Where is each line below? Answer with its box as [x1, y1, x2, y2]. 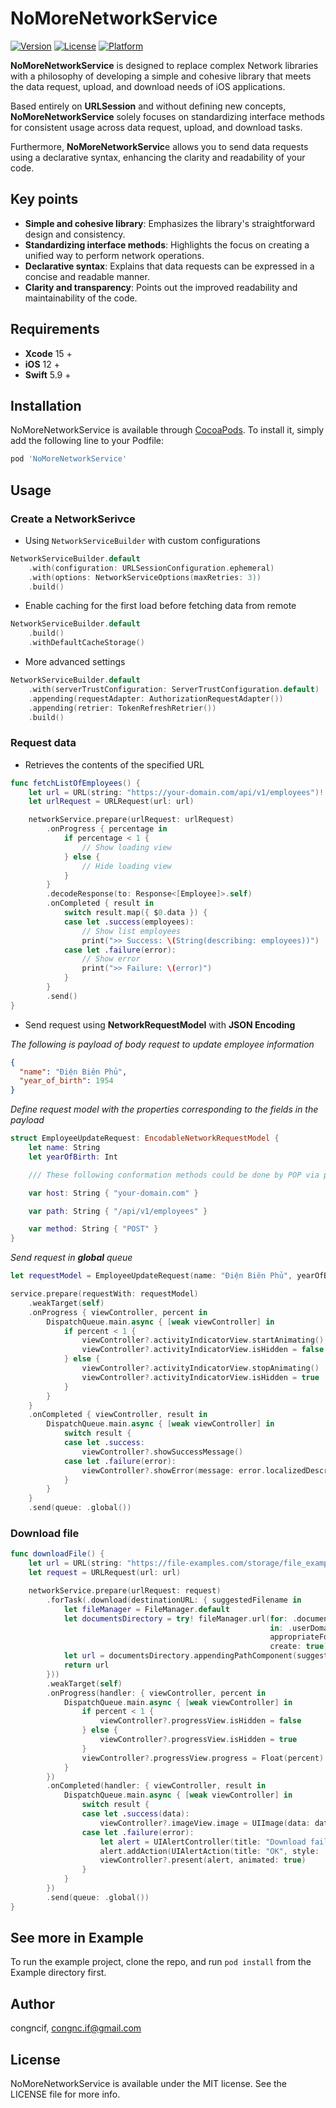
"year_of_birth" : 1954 [19, 1076, 114, 1086]
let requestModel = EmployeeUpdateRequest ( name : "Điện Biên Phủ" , [10, 1271, 293, 1281]
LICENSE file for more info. [10, 2088, 121, 2101]
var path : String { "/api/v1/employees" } [28, 1206, 208, 1216]
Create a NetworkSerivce [10, 512, 136, 526]
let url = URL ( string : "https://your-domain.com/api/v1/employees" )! [28, 787, 325, 797]
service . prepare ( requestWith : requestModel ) [10, 1289, 199, 1299]
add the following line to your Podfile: [10, 435, 165, 447]
